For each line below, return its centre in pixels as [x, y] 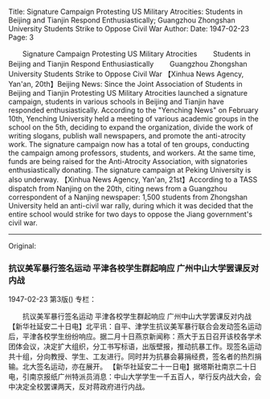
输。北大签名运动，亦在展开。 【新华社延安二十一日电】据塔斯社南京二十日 [133, 367]
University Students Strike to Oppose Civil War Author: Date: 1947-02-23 [129, 29]
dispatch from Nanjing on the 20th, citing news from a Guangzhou [118, 189]
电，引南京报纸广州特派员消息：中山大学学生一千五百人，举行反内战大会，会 [135, 376]
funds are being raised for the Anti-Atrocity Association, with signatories [128, 161]
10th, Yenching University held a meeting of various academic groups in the [133, 119]
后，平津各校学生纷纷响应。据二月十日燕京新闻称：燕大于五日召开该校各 [128, 336]
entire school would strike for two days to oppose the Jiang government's [131, 214]
